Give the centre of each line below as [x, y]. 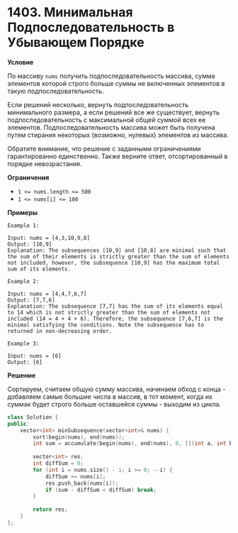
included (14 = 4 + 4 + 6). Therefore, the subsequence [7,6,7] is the [115, 319]
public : [19, 424]
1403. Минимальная [70, 12]
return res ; [51, 510]
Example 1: [23, 225]
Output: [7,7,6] [31, 300]
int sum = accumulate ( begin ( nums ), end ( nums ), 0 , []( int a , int [130, 444]
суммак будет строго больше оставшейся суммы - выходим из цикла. [114, 404]
